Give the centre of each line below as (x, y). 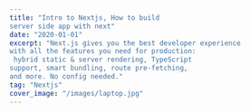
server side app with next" (62, 26)
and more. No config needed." (67, 77)
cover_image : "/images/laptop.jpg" (77, 93)
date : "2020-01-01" (46, 34)
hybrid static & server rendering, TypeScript (103, 60)
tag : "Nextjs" (36, 85)
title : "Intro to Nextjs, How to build (85, 18)
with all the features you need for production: (103, 51)
